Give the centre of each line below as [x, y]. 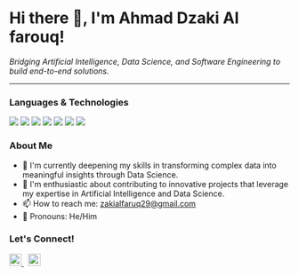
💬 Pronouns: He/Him [60, 216]
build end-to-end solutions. [59, 71]
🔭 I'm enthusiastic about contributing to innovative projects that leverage [155, 184]
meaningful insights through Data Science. [100, 174]
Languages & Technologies [69, 102]
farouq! [37, 37]
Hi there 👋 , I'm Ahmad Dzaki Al [124, 18]
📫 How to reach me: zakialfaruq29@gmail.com [109, 203]
